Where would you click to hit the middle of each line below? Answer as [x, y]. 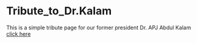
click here [19, 33]
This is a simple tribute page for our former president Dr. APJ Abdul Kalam [99, 27]
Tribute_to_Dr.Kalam [59, 11]
